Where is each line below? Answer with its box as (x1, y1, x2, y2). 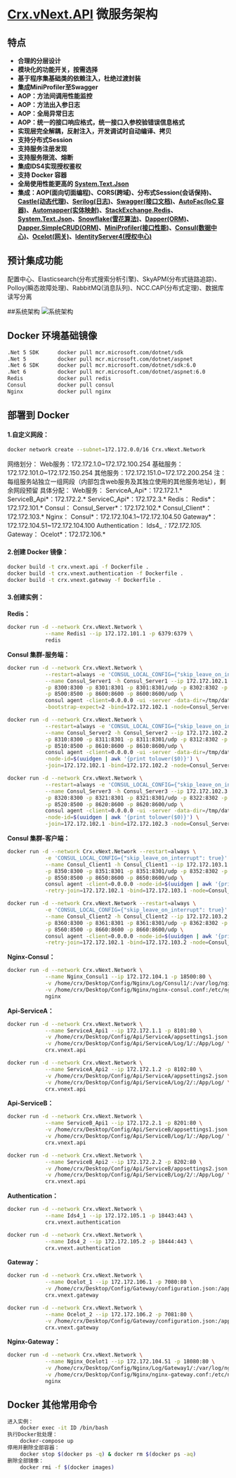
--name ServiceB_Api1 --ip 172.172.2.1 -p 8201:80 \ (44, 1120, 202, 1127)
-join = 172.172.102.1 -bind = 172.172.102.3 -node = (44, 820, 190, 828)
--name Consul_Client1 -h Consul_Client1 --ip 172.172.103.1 (44, 861, 228, 868)
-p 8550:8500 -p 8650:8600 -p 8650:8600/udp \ (44, 874, 184, 881)
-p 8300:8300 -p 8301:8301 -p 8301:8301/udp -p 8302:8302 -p (44, 684, 228, 691)
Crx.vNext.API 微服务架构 (7, 6, 158, 22)
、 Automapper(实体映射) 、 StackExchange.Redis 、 (26, 206, 177, 214)
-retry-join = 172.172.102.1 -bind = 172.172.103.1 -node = (44, 887, 209, 895)
